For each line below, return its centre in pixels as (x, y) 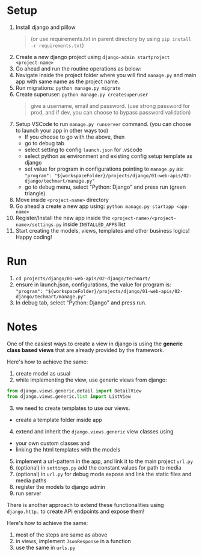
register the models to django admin (60, 486)
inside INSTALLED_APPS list (94, 224)
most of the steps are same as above (61, 535)
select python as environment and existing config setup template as (109, 156)
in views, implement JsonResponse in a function (73, 541)
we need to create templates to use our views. (73, 408)
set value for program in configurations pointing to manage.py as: (104, 169)
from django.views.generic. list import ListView (69, 396)
